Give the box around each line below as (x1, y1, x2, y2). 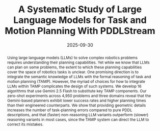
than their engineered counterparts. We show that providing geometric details (7, 103, 146, 108)
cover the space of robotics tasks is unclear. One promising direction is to (7, 69, 139, 75)
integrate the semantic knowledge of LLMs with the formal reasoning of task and (7, 74, 151, 79)
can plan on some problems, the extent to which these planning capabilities (7, 64, 142, 70)
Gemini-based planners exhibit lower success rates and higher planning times (7, 97, 146, 103)
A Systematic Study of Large (18, 4, 142, 15)
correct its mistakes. (7, 121, 44, 127)
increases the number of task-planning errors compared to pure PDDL (7, 107, 132, 113)
